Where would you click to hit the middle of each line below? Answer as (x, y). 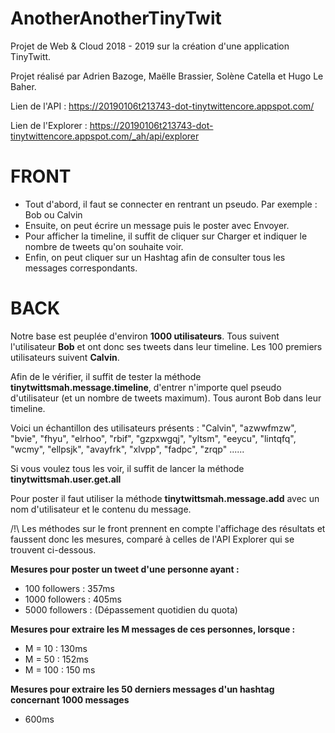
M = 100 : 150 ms (60, 669)
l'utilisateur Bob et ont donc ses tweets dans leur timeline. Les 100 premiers (166, 346)
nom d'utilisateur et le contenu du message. (101, 509)
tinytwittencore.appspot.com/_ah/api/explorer (105, 136)
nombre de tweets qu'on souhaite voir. (104, 246)
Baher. (23, 86)
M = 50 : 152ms (56, 659)
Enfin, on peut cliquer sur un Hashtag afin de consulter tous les (155, 257)
